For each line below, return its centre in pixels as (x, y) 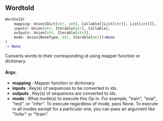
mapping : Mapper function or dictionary (53, 83)
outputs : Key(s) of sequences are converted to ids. (64, 93)
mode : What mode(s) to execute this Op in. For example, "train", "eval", (84, 99)
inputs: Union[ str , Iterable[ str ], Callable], (62, 28)
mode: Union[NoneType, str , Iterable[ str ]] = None (64, 38)
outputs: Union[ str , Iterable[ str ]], (52, 33)
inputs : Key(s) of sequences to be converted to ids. (65, 88)
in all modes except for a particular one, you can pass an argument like (83, 109)
